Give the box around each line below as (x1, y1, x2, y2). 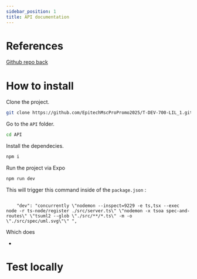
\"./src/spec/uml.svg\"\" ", (6, 218, 77, 224)
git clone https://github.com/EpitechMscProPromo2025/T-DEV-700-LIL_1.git (6, 110, 193, 116)
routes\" (6, 213, 28, 219)
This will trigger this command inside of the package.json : (6, 186, 147, 193)
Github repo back (6, 59, 48, 66)
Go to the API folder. (6, 121, 55, 128)
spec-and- (166, 207, 191, 214)
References (6, 39, 63, 53)
